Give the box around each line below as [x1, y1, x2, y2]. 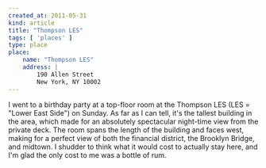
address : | [22, 63, 59, 71]
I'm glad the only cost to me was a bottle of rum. [8, 150, 167, 159]
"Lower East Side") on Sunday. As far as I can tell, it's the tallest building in [8, 108, 253, 117]
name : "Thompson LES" [22, 56, 94, 64]
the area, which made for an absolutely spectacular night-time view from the [8, 116, 259, 126]
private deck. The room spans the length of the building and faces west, [8, 124, 245, 135]
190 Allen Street [37, 71, 94, 78]
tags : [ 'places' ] [8, 33, 73, 42]
